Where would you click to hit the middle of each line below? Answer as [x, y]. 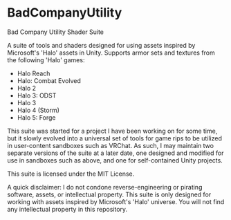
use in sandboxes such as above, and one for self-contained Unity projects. [115, 160]
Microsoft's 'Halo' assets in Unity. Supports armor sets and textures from [111, 53]
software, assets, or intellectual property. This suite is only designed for [109, 194]
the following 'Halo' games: [46, 59]
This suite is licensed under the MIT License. [71, 174]
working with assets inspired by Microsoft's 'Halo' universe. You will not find [116, 201]
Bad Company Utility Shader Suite [56, 32]
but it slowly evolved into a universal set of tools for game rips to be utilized [115, 138]
